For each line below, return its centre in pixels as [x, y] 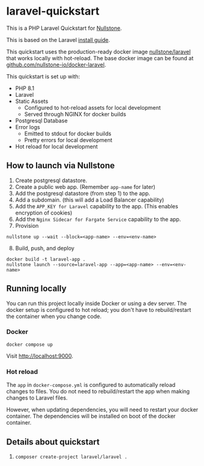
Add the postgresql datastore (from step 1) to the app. [83, 193]
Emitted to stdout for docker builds [68, 133]
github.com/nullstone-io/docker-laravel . [56, 65]
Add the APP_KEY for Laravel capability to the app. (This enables [97, 206]
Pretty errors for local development [68, 140]
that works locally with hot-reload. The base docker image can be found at [100, 58]
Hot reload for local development [56, 146]
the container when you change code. [54, 316]
